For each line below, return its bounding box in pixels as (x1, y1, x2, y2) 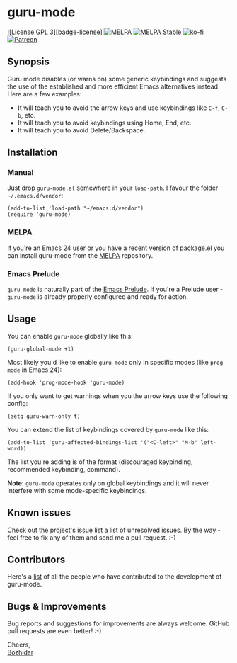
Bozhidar (7, 648, 34, 657)
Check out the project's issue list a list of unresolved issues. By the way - (7, 526, 221, 534)
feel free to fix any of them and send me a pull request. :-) (7, 533, 176, 542)
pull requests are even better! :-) (7, 627, 102, 635)
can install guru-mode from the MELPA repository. (7, 251, 154, 259)
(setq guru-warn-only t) (7, 412, 81, 420)
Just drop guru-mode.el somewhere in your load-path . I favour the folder (7, 183, 219, 192)
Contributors (7, 554, 66, 566)
